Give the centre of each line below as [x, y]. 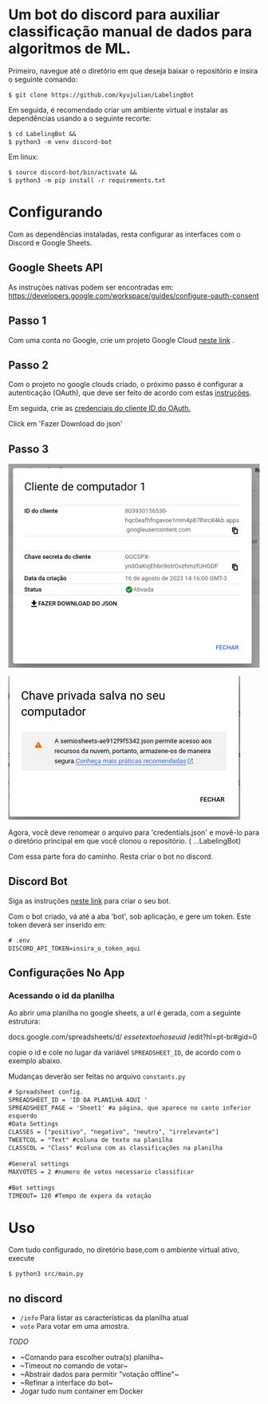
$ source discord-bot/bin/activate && [73, 172]
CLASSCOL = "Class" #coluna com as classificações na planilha [116, 1148]
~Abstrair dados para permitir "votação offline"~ [99, 1374]
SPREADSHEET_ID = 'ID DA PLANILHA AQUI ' [78, 1100]
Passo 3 [29, 449]
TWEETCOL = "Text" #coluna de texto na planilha [91, 1140]
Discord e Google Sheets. [50, 242]
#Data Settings [33, 1124]
